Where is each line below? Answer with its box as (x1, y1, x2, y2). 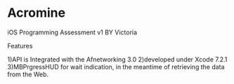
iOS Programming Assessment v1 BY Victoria (7, 28, 138, 36)
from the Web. (7, 70, 49, 78)
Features (7, 41, 33, 50)
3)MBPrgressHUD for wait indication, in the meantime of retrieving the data (7, 62, 225, 71)
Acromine (7, 5, 65, 21)
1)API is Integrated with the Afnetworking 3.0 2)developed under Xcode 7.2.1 (7, 55, 228, 64)
